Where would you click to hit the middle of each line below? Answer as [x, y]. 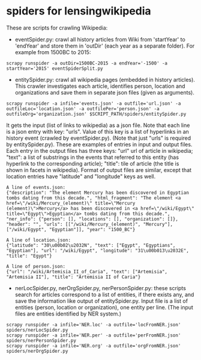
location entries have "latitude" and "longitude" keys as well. [81, 176]
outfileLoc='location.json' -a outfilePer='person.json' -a [83, 109]
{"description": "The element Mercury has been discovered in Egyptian [97, 193]
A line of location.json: [38, 240]
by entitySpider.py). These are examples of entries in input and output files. [99, 144]
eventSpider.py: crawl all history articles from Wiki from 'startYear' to [100, 39]
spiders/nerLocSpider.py [37, 330]
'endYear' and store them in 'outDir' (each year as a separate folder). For [105, 46]
